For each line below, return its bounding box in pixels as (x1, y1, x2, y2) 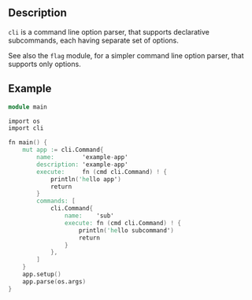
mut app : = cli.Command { (22, 146, 104, 154)
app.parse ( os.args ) (22, 277, 87, 286)
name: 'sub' (64, 212, 114, 220)
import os (8, 117, 41, 125)
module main (8, 102, 47, 111)
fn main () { (8, 139, 47, 146)
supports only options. (8, 59, 81, 69)
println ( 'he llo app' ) (50, 175, 122, 183)
